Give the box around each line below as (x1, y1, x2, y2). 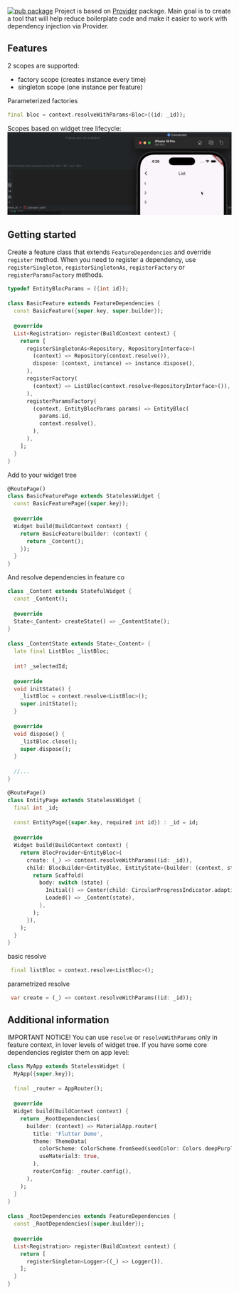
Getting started (7, 228, 77, 241)
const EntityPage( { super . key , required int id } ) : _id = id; (14, 819, 199, 826)
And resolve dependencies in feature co (7, 573, 125, 582)
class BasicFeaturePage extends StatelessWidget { (7, 493, 161, 500)
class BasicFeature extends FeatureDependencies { (7, 300, 161, 307)
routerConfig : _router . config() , (33, 1168, 132, 1175)
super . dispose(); (20, 745, 72, 752)
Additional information (7, 1014, 110, 1026)
